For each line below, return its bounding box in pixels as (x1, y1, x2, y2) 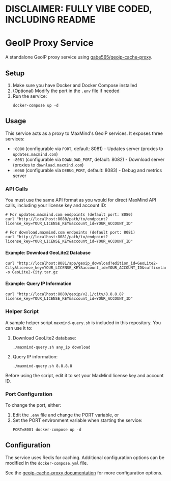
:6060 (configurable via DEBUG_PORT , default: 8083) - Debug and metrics (12, 167, 162, 173)
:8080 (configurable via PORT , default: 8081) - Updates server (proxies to (12, 146, 164, 152)
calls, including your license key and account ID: (5, 202, 107, 209)
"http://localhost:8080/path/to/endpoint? (16, 217, 108, 222)
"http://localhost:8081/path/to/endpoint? (16, 235, 108, 240)
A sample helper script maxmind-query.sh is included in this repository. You (5, 319, 161, 326)
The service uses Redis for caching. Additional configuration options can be (5, 454, 164, 461)
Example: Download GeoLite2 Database (5, 249, 91, 256)
